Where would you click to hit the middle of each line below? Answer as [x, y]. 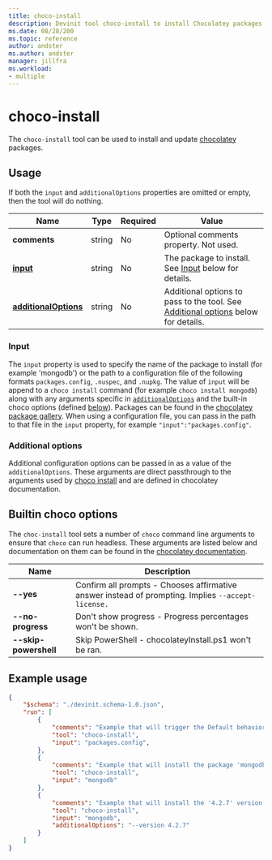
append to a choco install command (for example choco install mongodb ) [133, 389]
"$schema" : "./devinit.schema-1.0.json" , [93, 705]
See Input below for [201, 269]
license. [92, 604]
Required [138, 221]
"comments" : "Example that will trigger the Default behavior [159, 728]
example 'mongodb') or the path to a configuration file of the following [125, 372]
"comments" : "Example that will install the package [142, 765]
